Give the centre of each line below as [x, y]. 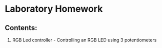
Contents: [21, 28]
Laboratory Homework [54, 9]
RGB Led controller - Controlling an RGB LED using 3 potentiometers [84, 40]
